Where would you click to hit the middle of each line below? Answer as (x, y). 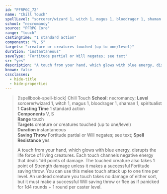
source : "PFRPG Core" (28, 28)
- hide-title (23, 79)
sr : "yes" (15, 61)
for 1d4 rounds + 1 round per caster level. (59, 187)
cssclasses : (17, 75)
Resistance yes (33, 140)
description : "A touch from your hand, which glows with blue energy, (80, 65)
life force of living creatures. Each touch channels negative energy (85, 155)
